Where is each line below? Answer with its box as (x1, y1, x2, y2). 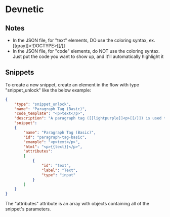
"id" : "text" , (41, 163, 71, 168)
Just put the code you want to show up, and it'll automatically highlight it (12, 53, 164, 59)
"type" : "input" (41, 172, 76, 177)
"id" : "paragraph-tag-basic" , (23, 135, 87, 140)
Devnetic (5, 4, 44, 15)
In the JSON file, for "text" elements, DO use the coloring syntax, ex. (12, 37, 155, 43)
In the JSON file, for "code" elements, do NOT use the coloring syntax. (12, 48, 160, 54)
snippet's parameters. (5, 206, 51, 212)
